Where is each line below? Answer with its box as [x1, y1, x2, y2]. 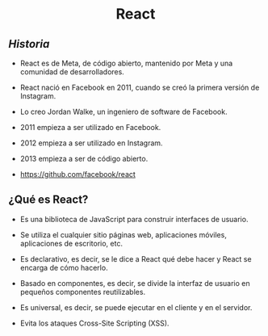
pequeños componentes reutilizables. [19, 287, 146, 296]
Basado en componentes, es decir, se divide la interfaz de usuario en [19, 278, 250, 288]
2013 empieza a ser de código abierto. [19, 154, 149, 163]
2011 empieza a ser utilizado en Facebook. [19, 123, 161, 132]
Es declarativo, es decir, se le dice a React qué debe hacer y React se [19, 254, 252, 263]
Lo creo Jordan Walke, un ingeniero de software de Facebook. [19, 107, 228, 116]
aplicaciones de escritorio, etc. [19, 238, 124, 248]
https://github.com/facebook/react [19, 170, 136, 178]
